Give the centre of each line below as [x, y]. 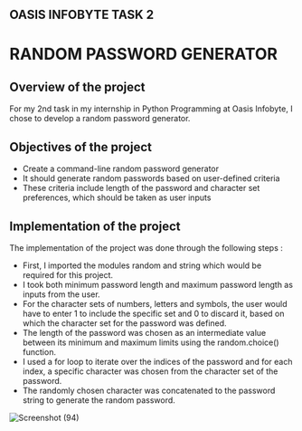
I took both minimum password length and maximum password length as [158, 285]
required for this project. [68, 275]
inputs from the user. [61, 294]
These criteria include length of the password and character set [141, 188]
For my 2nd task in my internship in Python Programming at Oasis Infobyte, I [151, 109]
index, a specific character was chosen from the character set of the [150, 371]
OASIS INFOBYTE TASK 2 [82, 15]
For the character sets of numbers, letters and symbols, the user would [155, 304]
